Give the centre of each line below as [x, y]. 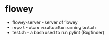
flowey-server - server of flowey [45, 22]
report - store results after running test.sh [54, 27]
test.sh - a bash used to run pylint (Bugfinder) [58, 32]
